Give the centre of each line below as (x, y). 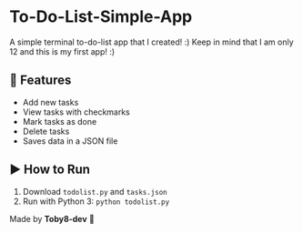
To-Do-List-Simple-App (101, 17)
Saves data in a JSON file (70, 141)
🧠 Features (40, 81)
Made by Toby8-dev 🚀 (52, 218)
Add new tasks (50, 102)
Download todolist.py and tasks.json (95, 191)
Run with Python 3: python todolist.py (96, 201)
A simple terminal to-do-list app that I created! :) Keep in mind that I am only (151, 42)
